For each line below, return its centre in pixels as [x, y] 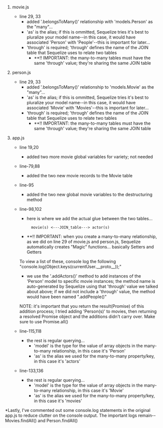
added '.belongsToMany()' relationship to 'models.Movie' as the [90, 87]
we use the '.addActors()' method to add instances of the [84, 276]
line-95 [27, 185]
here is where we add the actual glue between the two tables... [90, 218]
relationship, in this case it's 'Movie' [88, 391]
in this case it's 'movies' [58, 401]
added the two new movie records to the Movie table [80, 176]
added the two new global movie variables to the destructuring [90, 195]
